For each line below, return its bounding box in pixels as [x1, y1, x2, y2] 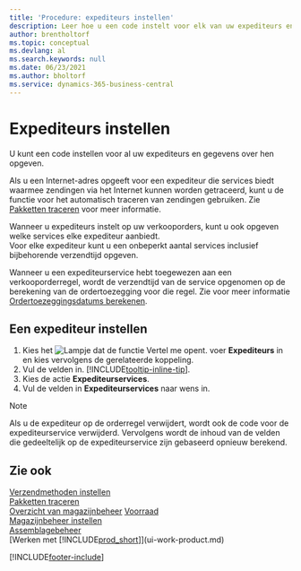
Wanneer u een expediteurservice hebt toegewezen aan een [9, 266, 233, 278]
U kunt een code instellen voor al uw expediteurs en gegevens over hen [9, 148, 275, 159]
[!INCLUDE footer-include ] [9, 552, 105, 563]
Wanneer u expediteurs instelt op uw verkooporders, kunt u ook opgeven [9, 221, 279, 231]
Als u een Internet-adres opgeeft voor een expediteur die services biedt [9, 175, 275, 186]
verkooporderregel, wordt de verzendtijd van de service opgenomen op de [9, 276, 286, 287]
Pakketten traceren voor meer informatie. [9, 203, 161, 214]
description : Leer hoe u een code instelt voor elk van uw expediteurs [9, 22, 282, 30]
